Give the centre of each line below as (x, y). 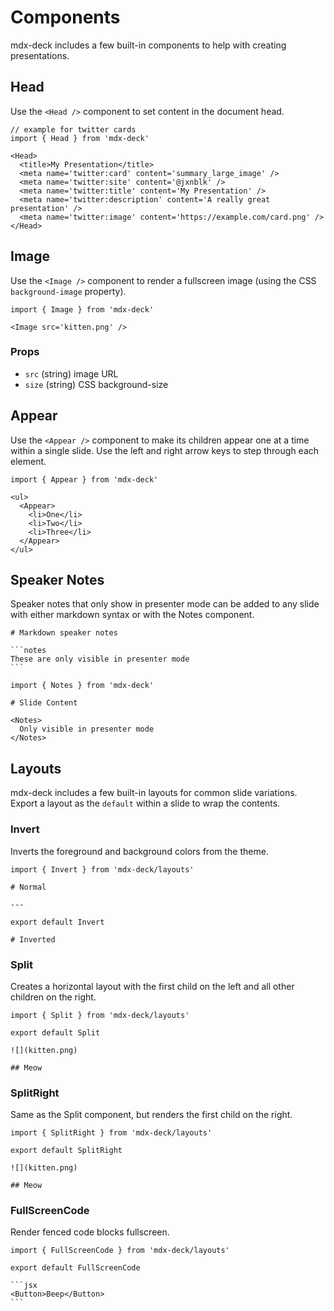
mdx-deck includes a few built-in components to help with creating (148, 45)
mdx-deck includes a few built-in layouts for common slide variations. (154, 793)
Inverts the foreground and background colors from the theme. (139, 851)
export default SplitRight (66, 1151)
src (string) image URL (71, 373)
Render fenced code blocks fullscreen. (90, 1232)
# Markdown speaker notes (64, 633)
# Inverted (33, 939)
